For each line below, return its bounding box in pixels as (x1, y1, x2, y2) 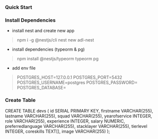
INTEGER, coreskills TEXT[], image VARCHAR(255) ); (5, 128, 110, 134)
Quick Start (5, 4, 32, 11)
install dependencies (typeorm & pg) (12, 46, 85, 52)
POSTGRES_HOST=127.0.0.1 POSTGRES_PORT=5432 (16, 74, 122, 81)
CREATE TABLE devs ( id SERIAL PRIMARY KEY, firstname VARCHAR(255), (5, 108, 154, 113)
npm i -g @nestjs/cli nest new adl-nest (16, 37, 94, 43)
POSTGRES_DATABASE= (16, 85, 66, 91)
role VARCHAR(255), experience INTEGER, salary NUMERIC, (5, 118, 125, 124)
